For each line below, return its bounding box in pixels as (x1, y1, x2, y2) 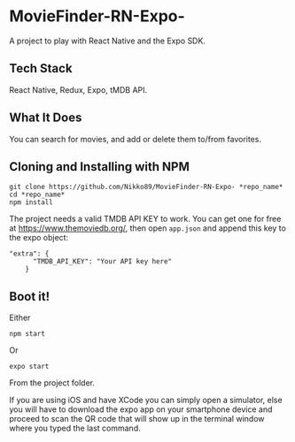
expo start (9, 362, 50, 371)
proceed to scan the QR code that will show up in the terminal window (9, 414, 265, 424)
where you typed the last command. (9, 423, 141, 434)
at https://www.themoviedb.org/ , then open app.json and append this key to (9, 223, 286, 233)
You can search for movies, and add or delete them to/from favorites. (9, 133, 261, 144)
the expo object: (9, 232, 69, 243)
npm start (9, 330, 46, 339)
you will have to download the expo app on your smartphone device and (9, 404, 273, 415)
